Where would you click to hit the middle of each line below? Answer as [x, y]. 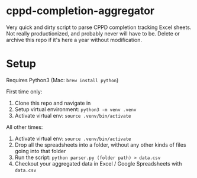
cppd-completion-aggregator [80, 11]
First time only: [24, 91]
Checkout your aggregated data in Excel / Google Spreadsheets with [98, 163]
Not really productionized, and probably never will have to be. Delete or [93, 33]
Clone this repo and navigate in [53, 103]
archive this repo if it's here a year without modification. [74, 40]
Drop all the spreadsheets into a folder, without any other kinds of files [100, 145]
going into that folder [40, 151]
